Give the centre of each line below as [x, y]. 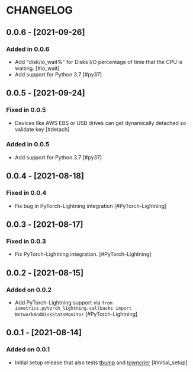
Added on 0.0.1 [28, 349]
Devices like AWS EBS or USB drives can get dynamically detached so [100, 123]
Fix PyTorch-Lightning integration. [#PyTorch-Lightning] [83, 254]
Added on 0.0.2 [29, 290]
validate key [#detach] [42, 129]
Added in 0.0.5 [28, 145]
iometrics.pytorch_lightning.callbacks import [73, 308]
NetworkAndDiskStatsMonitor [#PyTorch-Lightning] [76, 314]
